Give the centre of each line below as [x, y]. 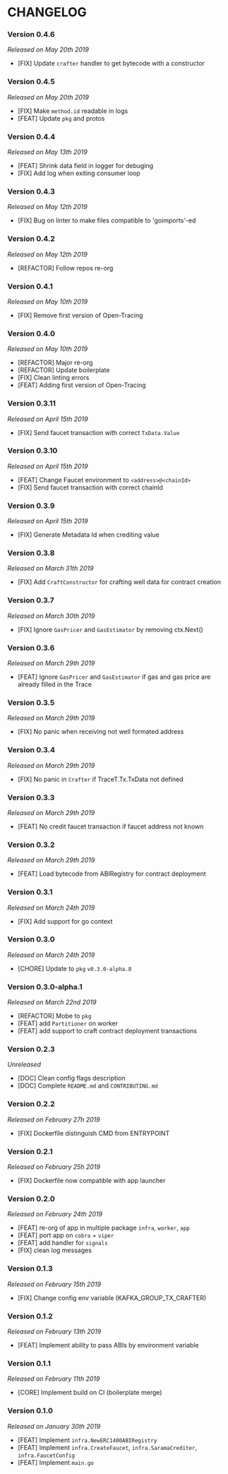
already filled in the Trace [54, 684]
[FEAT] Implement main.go [55, 1462]
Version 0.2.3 [31, 1050]
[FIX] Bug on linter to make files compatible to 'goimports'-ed [107, 220]
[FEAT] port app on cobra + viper [66, 1235]
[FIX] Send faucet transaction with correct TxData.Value [98, 432]
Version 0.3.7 [31, 600]
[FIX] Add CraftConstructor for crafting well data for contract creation [119, 582]
